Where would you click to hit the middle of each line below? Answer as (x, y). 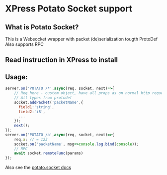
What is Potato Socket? (42, 27)
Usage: (17, 77)
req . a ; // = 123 (31, 139)
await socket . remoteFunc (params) (49, 153)
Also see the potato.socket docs (38, 168)
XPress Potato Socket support (69, 9)
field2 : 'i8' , (32, 112)
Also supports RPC (24, 44)
